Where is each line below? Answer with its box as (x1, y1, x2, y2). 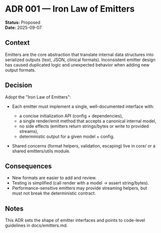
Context (5, 39, 30, 47)
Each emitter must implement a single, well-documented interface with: (12, 103, 154, 109)
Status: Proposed (5, 19, 41, 25)
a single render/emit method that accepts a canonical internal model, (19, 118, 157, 124)
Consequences (5, 162, 52, 170)
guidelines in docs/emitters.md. (5, 222, 68, 229)
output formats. (5, 67, 36, 73)
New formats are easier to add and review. (12, 175, 97, 181)
